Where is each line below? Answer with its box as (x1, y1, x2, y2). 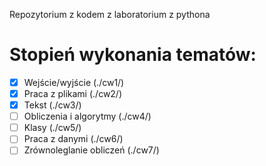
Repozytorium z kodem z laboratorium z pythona (9, 9, 211, 20)
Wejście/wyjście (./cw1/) (23, 76, 125, 88)
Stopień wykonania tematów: (9, 44, 257, 66)
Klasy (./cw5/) (23, 122, 82, 134)
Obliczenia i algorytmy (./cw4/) (23, 110, 152, 123)
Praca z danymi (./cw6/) (23, 133, 124, 145)
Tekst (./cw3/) (23, 99, 82, 111)
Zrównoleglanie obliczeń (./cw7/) (23, 144, 160, 156)
